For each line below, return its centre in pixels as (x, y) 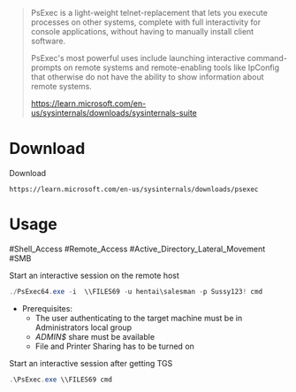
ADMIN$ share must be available (95, 336)
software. (48, 41)
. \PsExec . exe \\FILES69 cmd (61, 380)
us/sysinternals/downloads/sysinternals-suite (114, 113)
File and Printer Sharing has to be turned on (114, 346)
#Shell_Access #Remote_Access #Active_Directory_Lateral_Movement (137, 249)
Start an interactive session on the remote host (94, 275)
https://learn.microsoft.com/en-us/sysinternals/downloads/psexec (134, 189)
